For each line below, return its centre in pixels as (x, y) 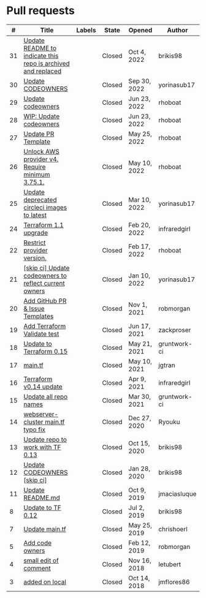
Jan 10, (139, 275)
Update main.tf (45, 529)
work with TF (42, 447)
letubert (170, 564)
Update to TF (42, 507)
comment (37, 568)
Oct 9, (137, 490)
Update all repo (46, 396)
